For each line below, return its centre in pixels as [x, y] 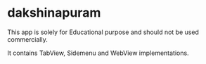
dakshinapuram [54, 13]
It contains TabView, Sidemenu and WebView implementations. [98, 53]
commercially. [27, 39]
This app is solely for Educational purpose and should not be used [103, 32]
